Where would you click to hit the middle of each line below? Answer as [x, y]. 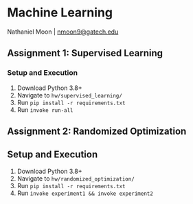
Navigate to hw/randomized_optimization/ [76, 178]
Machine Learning [60, 13]
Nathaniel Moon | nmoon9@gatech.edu [63, 32]
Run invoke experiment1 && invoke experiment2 [85, 193]
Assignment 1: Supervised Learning [85, 53]
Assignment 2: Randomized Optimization [97, 132]
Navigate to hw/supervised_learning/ [69, 95]
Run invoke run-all [45, 110]
